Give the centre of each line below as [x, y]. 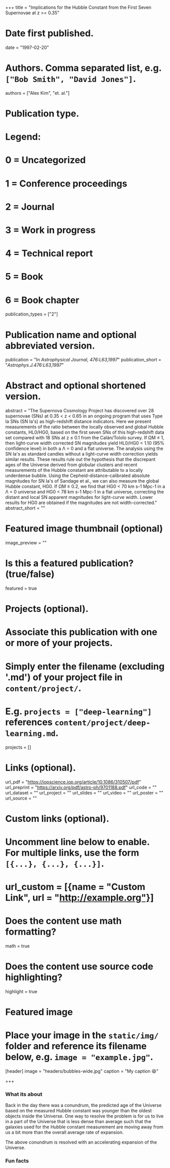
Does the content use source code [79, 966]
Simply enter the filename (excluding [85, 666]
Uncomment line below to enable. [78, 842]
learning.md [31, 734]
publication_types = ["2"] [32, 314]
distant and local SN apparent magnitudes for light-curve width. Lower [79, 497]
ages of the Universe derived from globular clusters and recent [71, 465]
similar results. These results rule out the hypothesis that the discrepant [80, 459]
